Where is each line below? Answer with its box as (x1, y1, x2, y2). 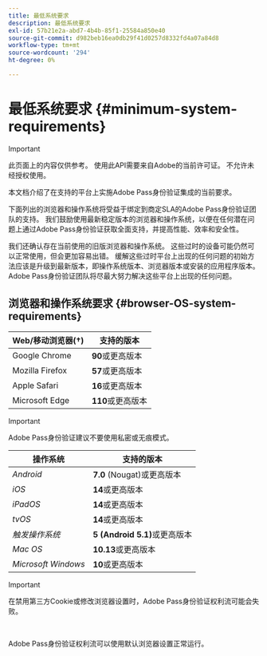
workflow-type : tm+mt (8, 41, 80, 49)
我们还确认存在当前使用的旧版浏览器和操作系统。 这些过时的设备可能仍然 (8, 241, 248, 251)
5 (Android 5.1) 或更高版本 (92, 528, 193, 539)
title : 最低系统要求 (8, 11, 69, 20)
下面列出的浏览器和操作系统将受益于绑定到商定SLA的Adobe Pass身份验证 (8, 204, 249, 214)
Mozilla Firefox (12, 365, 68, 376)
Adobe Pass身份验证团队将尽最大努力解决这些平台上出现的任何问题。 (8, 271, 237, 280)
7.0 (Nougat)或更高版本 (92, 468, 182, 480)
